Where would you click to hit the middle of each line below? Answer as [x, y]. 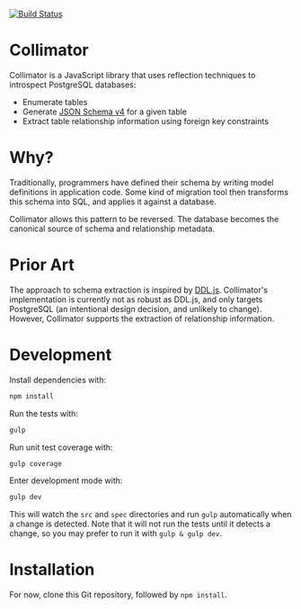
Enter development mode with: [66, 480]
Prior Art [42, 265]
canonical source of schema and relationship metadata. [112, 228]
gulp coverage [36, 463]
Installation [52, 570]
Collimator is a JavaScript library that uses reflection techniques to [133, 75]
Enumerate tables [55, 102]
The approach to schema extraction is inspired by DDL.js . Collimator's [138, 290]
